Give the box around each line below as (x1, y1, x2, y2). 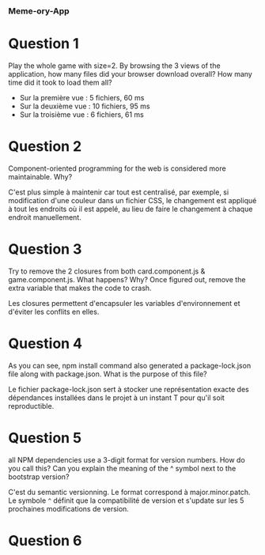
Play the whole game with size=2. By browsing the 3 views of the (8, 61, 221, 70)
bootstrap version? (8, 472, 70, 481)
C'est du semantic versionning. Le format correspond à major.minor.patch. (8, 487, 251, 496)
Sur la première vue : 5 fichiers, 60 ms (19, 92, 145, 102)
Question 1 (8, 35, 79, 53)
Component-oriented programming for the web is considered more (8, 164, 227, 173)
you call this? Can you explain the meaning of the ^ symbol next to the (8, 463, 237, 473)
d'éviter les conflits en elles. (8, 307, 100, 316)
